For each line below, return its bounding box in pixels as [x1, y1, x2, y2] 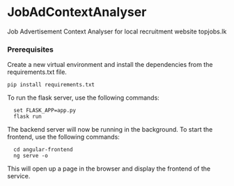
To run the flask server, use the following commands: [7, 93, 160, 102]
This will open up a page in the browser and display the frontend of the [7, 164, 211, 173]
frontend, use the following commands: [7, 133, 120, 141]
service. [7, 172, 31, 180]
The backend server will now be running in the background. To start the [7, 125, 213, 134]
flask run [13, 113, 42, 121]
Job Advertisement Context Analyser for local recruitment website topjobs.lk [7, 27, 227, 36]
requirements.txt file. [7, 68, 68, 77]
